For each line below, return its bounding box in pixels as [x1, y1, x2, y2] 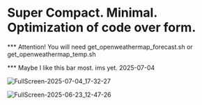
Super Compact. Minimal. [7, 5, 158, 21]
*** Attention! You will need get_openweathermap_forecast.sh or [7, 42, 193, 51]
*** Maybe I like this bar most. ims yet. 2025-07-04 [7, 63, 155, 72]
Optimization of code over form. [7, 19, 196, 35]
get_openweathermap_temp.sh [7, 50, 96, 58]
